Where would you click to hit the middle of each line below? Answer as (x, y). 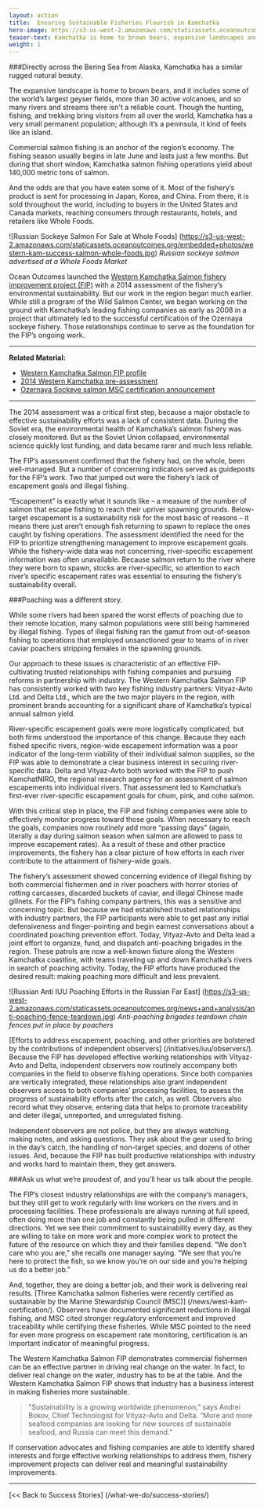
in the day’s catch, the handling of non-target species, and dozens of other (130, 1147)
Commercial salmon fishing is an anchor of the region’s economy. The (121, 148)
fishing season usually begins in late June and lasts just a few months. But (129, 156)
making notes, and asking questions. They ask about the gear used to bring (131, 1139)
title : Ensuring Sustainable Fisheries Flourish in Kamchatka (114, 23)
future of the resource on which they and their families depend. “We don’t (128, 1245)
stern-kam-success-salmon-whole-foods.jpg (82, 253)
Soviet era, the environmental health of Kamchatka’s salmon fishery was (125, 429)
